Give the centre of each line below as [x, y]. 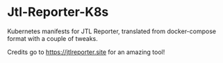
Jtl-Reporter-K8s [58, 12]
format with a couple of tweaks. [53, 38]
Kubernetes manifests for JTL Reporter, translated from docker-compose [112, 31]
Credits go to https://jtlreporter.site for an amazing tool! [86, 52]
